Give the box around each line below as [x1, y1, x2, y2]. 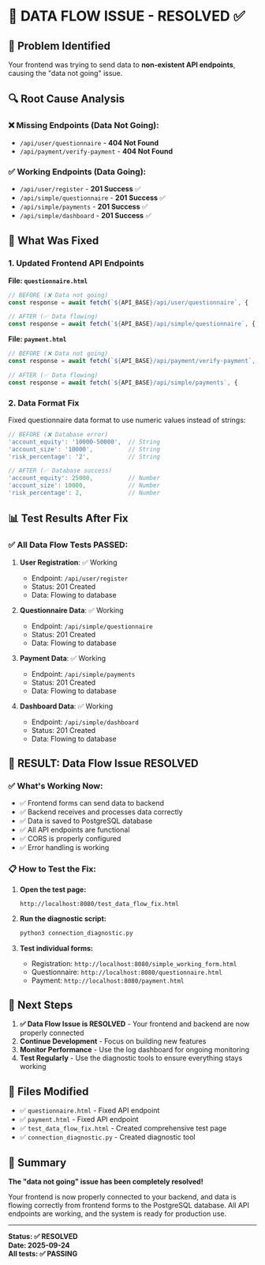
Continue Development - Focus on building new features [19, 1037, 207, 1046]
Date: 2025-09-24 [8, 1240, 70, 1250]
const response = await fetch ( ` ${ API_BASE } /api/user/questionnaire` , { [8, 298, 248, 307]
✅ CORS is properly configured [19, 834, 121, 844]
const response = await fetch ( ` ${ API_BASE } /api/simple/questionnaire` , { [8, 320, 256, 328]
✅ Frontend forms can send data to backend [19, 799, 164, 808]
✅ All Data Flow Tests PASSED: [8, 539, 129, 550]
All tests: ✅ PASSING [8, 1248, 78, 1258]
